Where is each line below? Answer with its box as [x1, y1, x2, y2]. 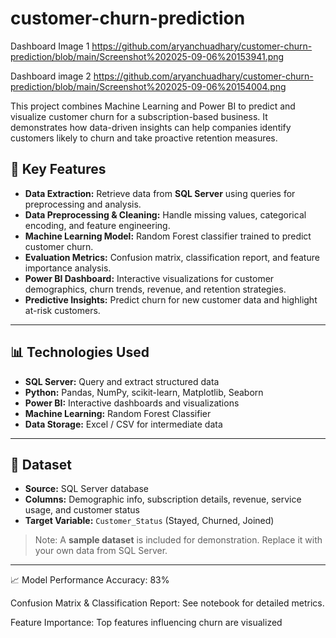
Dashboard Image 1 [10, 40, 90, 52]
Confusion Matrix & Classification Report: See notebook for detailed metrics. [10, 597, 325, 609]
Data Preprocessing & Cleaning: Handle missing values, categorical [24, 208, 307, 221]
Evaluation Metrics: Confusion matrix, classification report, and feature [24, 251, 320, 263]
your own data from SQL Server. [34, 545, 168, 557]
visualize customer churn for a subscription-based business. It [10, 110, 268, 122]
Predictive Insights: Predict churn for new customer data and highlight [24, 293, 318, 306]
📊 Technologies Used [10, 344, 150, 361]
